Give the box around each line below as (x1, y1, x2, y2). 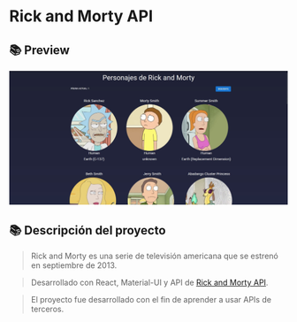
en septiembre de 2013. (30, 260, 118, 271)
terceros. (30, 303, 65, 315)
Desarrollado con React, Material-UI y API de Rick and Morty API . (30, 277, 269, 288)
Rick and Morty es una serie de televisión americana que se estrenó (30, 250, 278, 262)
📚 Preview (9, 42, 71, 57)
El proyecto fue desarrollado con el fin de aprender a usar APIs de (30, 295, 272, 305)
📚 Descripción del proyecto (9, 223, 166, 238)
